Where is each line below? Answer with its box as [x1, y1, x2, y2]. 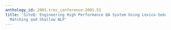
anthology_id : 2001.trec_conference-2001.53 [5, 7, 101, 13]
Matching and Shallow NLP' [10, 17, 67, 22]
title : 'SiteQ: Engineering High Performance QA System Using [5, 12, 140, 17]
